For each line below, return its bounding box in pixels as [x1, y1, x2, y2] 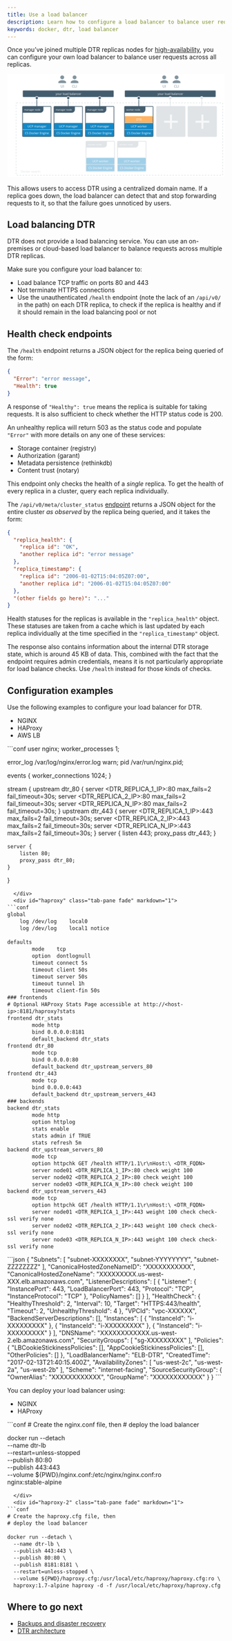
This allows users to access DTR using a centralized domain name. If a [7, 184, 208, 192]
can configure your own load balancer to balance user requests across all [7, 53, 217, 62]
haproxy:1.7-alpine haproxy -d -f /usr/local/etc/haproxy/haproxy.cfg [13, 1582, 221, 1589]
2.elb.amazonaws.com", [7, 1336, 76, 1345]
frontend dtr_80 [7, 1043, 54, 1049]
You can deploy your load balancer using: [7, 1386, 126, 1395]
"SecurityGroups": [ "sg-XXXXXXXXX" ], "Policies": [77, 1336, 224, 1345]
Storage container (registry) [17, 443, 97, 452]
